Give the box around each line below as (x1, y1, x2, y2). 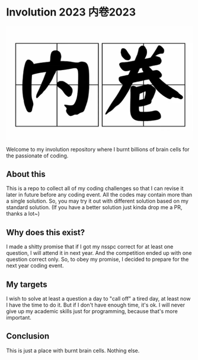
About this (6, 169, 46, 179)
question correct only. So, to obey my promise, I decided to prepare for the (6, 256, 189, 263)
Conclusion (6, 331, 50, 342)
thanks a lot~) (6, 210, 40, 217)
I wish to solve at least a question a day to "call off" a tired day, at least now (6, 295, 191, 302)
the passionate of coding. (6, 152, 69, 159)
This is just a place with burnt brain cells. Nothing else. (6, 347, 140, 354)
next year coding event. (6, 262, 64, 269)
